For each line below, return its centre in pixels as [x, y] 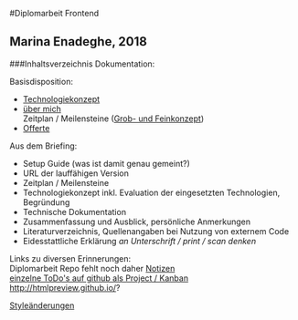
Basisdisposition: [41, 81]
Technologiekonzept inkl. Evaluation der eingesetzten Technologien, [151, 192]
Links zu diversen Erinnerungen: [70, 258]
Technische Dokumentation [74, 212]
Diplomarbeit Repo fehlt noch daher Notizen [92, 268]
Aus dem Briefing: [43, 146]
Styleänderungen [42, 305]
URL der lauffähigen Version [76, 173]
